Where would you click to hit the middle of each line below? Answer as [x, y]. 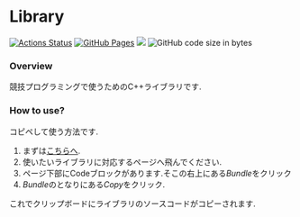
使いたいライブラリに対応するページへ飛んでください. [122, 162]
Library [37, 17]
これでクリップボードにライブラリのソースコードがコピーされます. [132, 203]
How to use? [37, 111]
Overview [31, 66]
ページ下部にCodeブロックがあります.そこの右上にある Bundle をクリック [157, 173]
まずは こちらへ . [51, 150]
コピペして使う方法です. [54, 131]
